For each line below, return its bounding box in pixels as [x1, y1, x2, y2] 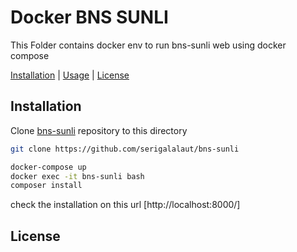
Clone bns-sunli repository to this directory [10, 124, 188, 136]
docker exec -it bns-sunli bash [10, 171, 145, 181]
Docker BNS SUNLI [10, 6, 169, 29]
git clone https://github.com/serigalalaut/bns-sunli [10, 144, 240, 154]
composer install [10, 181, 83, 191]
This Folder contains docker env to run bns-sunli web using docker [10, 39, 287, 51]
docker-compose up [10, 162, 87, 172]
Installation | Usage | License [10, 69, 130, 81]
